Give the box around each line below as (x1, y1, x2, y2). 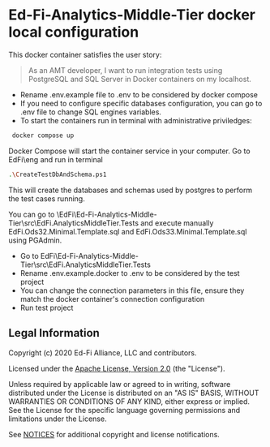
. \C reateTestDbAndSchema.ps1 (8, 170, 107, 178)
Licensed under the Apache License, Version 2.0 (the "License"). (8, 363, 225, 373)
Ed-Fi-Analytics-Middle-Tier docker (8, 6, 256, 24)
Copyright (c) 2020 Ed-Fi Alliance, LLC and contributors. (8, 347, 197, 358)
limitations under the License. (8, 414, 107, 423)
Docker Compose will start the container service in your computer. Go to (8, 146, 251, 156)
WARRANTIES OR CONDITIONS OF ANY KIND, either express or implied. (8, 396, 250, 406)
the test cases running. (8, 193, 85, 204)
